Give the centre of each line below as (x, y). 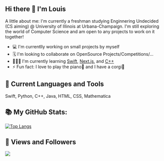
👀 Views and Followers (41, 142)
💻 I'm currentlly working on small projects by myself (66, 46)
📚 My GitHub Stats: (36, 112)
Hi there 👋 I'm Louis (36, 9)
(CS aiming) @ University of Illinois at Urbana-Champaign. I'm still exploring (82, 26)
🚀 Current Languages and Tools (55, 84)
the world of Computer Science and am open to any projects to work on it (80, 31)
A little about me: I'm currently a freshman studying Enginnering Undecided (82, 21)
